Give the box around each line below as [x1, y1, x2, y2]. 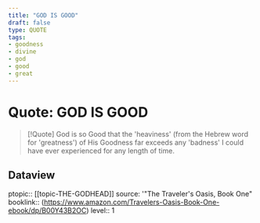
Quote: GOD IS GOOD [8, 103, 149, 121]
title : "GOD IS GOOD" [8, 11, 79, 20]
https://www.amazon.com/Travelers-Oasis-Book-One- [43, 197, 220, 207]
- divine [8, 48, 37, 56]
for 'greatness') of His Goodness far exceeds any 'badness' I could [27, 138, 244, 147]
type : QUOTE [8, 26, 47, 34]
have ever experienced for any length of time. [27, 146, 175, 155]
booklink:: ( [8, 197, 45, 207]
